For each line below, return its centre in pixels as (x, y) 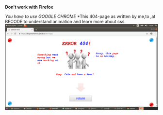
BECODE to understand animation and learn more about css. (65, 22)
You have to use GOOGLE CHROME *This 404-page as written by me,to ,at (80, 16)
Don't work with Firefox (29, 7)
